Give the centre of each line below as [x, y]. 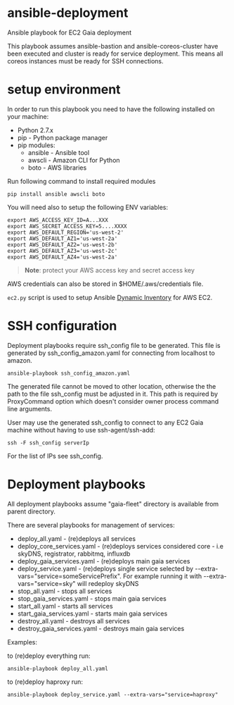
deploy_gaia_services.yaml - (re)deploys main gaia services [104, 561]
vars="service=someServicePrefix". [69, 576]
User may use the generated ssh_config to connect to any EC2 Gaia [105, 422]
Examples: [22, 642]
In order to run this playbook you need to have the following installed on [111, 109]
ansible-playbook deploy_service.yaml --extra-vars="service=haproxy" [113, 694]
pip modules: [36, 145]
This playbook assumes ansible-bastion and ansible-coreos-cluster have [113, 46]
